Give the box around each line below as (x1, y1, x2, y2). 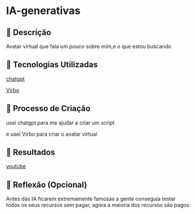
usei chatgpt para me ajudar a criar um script (6, 119, 115, 126)
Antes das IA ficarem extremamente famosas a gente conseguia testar (6, 195, 176, 202)
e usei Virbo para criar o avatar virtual (6, 130, 98, 137)
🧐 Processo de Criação (6, 103, 91, 113)
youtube (6, 163, 26, 170)
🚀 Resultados (6, 147, 56, 157)
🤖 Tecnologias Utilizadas (6, 60, 98, 70)
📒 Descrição (6, 27, 52, 37)
